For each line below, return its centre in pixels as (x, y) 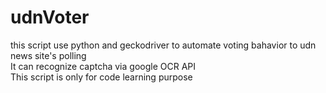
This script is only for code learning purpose (101, 77)
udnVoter (50, 17)
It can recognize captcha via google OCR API (103, 66)
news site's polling (48, 55)
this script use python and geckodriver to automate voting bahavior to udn (163, 45)
